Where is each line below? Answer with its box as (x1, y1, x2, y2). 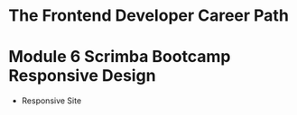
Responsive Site (21, 95, 82, 106)
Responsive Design (8, 66, 156, 86)
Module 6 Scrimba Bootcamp (8, 47, 231, 67)
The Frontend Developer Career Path (8, 5, 290, 26)
